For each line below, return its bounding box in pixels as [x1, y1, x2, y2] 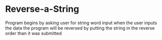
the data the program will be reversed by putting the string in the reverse [5, 25, 155, 31]
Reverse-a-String [5, 3, 79, 15]
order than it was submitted [5, 30, 62, 36]
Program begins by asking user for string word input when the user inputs [5, 20, 157, 26]
